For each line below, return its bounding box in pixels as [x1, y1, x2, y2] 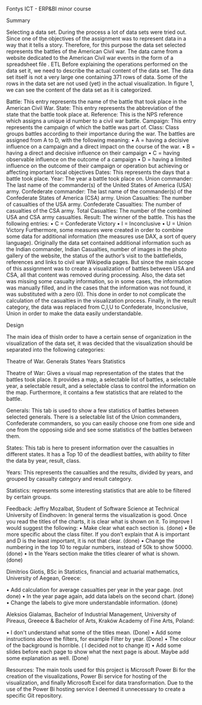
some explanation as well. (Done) [6, 655, 89, 662]
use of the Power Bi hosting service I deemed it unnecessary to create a [6, 686, 186, 692]
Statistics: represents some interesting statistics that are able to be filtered [6, 487, 191, 494]
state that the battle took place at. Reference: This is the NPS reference [6, 111, 183, 118]
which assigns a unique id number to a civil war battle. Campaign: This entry [6, 117, 196, 124]
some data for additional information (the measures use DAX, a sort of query [6, 233, 197, 240]
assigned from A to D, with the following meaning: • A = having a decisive [6, 137, 189, 144]
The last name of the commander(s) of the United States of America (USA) [6, 181, 192, 188]
